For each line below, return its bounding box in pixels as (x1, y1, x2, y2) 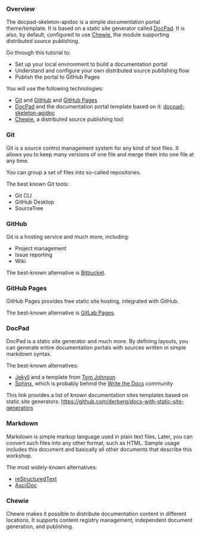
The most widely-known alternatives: (6, 464, 97, 471)
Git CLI (14, 192, 32, 199)
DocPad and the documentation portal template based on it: (14, 103, 162, 110)
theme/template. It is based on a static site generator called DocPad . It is (6, 25, 185, 32)
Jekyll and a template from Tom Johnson (14, 374, 116, 381)
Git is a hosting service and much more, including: (6, 233, 130, 240)
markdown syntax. (6, 350, 52, 358)
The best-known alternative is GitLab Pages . (6, 309, 115, 316)
